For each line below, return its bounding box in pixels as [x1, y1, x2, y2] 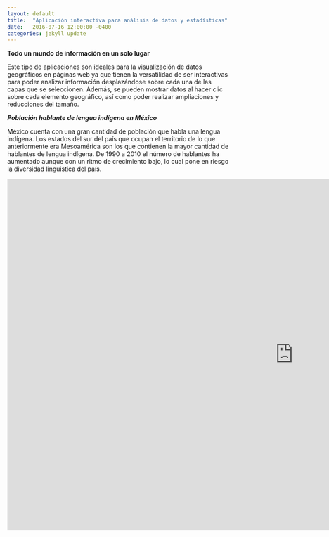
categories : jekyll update [7, 30, 86, 37]
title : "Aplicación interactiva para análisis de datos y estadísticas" [7, 17, 228, 24]
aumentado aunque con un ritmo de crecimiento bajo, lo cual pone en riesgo [7, 157, 229, 166]
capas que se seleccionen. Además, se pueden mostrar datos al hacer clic [7, 85, 224, 93]
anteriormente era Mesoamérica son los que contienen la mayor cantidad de [7, 142, 229, 151]
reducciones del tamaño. [7, 100, 79, 109]
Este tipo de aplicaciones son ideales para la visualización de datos [7, 63, 202, 71]
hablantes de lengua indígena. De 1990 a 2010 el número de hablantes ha [7, 150, 220, 158]
